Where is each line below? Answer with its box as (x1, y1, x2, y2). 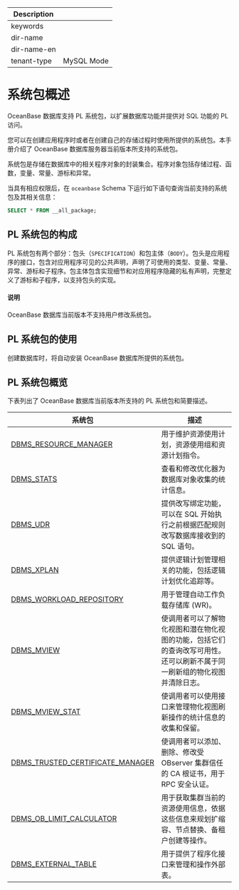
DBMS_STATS (11, 474, 58, 484)
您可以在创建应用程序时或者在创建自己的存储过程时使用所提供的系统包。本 (7, 135, 225, 144)
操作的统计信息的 (168, 712, 226, 722)
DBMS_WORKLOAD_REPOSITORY (11, 595, 124, 605)
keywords (11, 21, 44, 31)
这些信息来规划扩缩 (161, 814, 226, 824)
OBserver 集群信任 (161, 758, 224, 768)
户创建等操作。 (161, 836, 212, 846)
